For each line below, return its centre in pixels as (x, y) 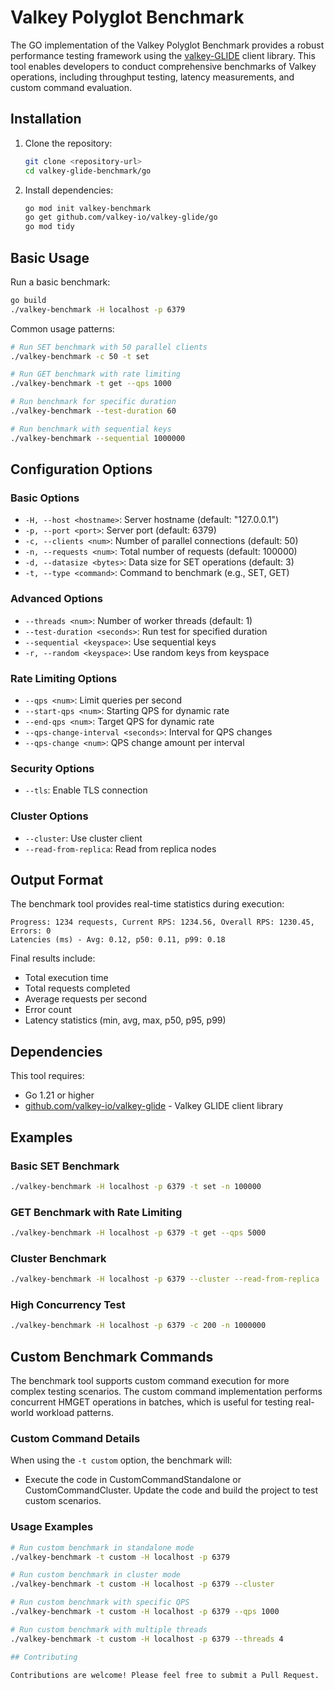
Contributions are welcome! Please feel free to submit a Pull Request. (165, 1675)
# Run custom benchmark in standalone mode (102, 1547)
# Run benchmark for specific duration (93, 402)
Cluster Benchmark (58, 1258)
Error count (48, 1010)
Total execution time (66, 978)
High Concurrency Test (68, 1305)
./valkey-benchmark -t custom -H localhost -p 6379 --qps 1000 (145, 1612)
